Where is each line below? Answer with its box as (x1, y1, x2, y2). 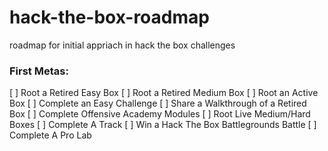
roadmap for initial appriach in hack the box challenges (9, 39, 236, 51)
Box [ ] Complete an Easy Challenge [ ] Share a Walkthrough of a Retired (9, 97, 307, 110)
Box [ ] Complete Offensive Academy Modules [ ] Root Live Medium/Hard (9, 108, 311, 120)
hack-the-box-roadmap (9, 6, 210, 29)
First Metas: (9, 64, 69, 78)
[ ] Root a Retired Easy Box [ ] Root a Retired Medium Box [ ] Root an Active (9, 87, 319, 99)
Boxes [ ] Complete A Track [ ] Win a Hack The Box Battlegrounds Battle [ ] (9, 119, 317, 131)
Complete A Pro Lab (9, 129, 92, 141)
